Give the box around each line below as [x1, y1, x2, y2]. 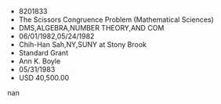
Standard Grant [18, 48, 68, 57]
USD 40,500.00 [18, 74, 70, 82]
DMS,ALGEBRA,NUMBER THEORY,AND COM [18, 23, 165, 32]
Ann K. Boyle [18, 56, 61, 66]
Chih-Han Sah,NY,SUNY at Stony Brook [18, 40, 147, 49]
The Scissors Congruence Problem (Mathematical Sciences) [18, 15, 215, 24]
